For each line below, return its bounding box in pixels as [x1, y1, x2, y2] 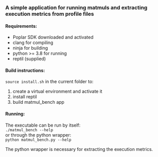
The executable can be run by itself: [5, 122, 81, 128]
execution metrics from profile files [5, 10, 94, 17]
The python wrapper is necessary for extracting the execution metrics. [5, 146, 153, 152]
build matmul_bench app [12, 99, 65, 105]
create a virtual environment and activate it [12, 88, 103, 95]
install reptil [12, 94, 37, 100]
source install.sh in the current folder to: [5, 78, 94, 85]
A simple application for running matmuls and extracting [5, 4, 148, 11]
